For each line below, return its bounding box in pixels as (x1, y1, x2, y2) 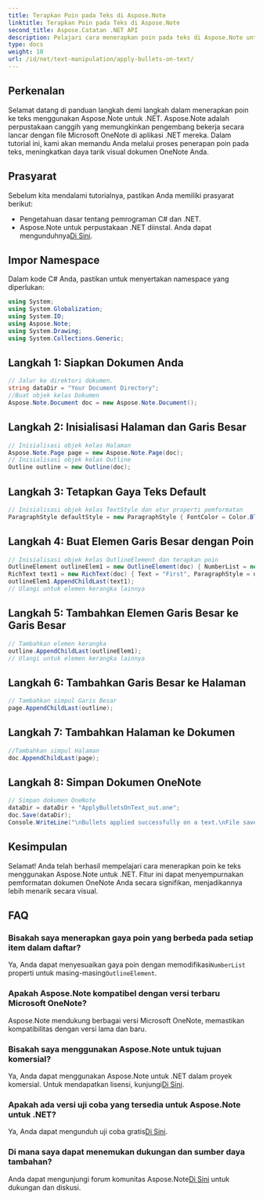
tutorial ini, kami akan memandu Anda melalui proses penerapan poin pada (8, 138, 249, 148)
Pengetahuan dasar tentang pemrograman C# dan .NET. (19, 214, 201, 224)
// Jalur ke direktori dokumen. (8, 377, 113, 385)
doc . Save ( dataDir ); (8, 811, 72, 819)
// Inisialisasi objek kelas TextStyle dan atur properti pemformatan (8, 506, 243, 514)
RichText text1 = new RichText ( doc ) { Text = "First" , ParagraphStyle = (8, 570, 250, 578)
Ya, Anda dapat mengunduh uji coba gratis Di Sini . (8, 1127, 168, 1136)
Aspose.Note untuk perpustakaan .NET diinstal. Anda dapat (19, 222, 212, 232)
